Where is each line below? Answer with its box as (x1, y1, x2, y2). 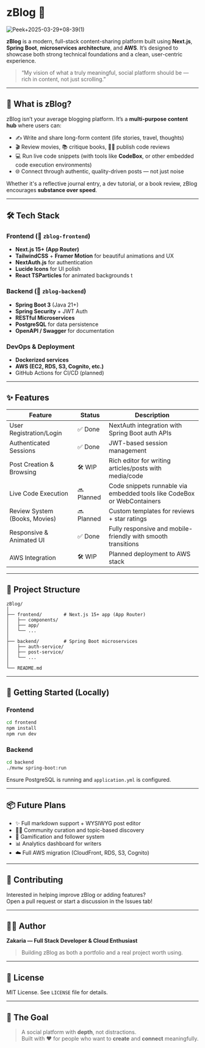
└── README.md (6, 665, 43, 671)
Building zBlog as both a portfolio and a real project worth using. (21, 949, 183, 956)
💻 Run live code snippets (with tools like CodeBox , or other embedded (15, 152, 194, 160)
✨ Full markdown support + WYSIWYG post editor (15, 819, 142, 827)
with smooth (132, 532, 168, 540)
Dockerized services (15, 356, 69, 363)
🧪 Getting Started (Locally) (6, 688, 110, 698)
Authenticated (9, 439, 50, 447)
